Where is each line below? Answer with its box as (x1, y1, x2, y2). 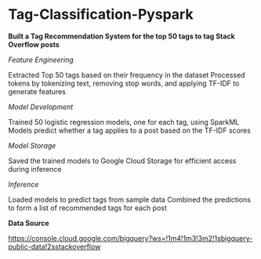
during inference (8, 164, 62, 173)
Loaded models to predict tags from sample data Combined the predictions (8, 195, 251, 204)
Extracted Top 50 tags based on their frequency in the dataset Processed (8, 70, 245, 79)
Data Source (8, 218, 49, 228)
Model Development (8, 102, 74, 111)
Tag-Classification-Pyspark (8, 5, 194, 24)
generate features (8, 86, 67, 96)
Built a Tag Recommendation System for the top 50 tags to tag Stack (8, 31, 235, 41)
